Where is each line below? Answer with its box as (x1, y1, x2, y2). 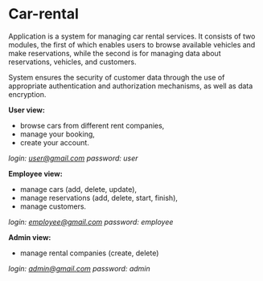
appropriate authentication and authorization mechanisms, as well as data (8, 81, 253, 91)
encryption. (8, 89, 47, 99)
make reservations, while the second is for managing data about (8, 48, 221, 58)
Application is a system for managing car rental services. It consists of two (8, 31, 256, 41)
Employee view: (8, 169, 63, 178)
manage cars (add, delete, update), (19, 184, 138, 193)
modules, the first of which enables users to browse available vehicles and (8, 39, 256, 49)
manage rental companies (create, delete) (19, 248, 159, 258)
